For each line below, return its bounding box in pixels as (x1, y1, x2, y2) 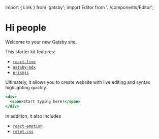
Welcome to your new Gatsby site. (5, 39, 77, 45)
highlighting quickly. (5, 84, 47, 90)
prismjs (12, 70, 29, 75)
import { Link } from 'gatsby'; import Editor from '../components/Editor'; (5, 5, 154, 10)
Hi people (5, 22, 47, 33)
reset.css (12, 129, 34, 134)
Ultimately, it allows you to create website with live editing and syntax (5, 79, 151, 85)
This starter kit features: (5, 48, 56, 55)
